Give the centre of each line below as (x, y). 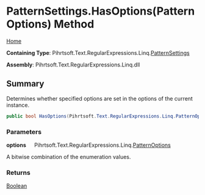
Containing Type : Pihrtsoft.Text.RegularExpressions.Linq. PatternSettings (98, 52)
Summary (25, 84)
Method (74, 24)
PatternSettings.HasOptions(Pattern (101, 11)
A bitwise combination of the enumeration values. (69, 157)
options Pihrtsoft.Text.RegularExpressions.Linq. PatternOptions (88, 145)
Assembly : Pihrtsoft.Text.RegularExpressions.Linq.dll (73, 65)
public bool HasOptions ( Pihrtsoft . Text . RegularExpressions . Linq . (91, 116)
